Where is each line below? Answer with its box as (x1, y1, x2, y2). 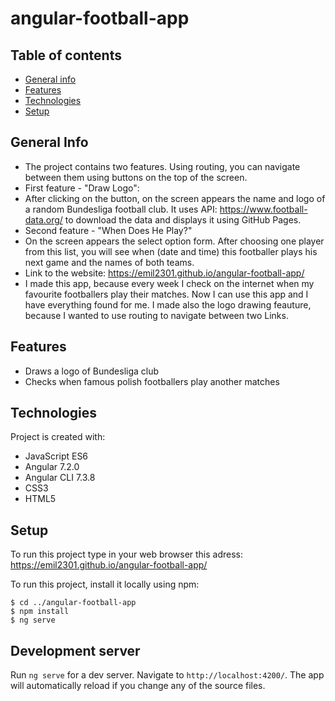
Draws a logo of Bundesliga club (24, 365, 160, 377)
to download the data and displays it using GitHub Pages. (64, 213, 302, 226)
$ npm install (10, 607, 70, 617)
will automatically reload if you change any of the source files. (10, 680, 266, 692)
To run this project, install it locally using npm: (10, 578, 200, 591)
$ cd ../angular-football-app (10, 598, 137, 608)
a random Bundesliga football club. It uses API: (24, 203, 218, 215)
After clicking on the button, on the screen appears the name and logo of (24, 192, 326, 204)
